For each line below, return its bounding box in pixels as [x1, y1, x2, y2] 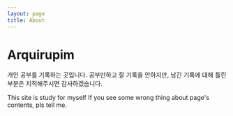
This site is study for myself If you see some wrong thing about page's [7, 94, 210, 102]
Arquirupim [7, 47, 75, 63]
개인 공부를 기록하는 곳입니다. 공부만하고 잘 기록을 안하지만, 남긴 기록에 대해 [7, 71, 214, 79]
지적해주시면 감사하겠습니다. [25, 80, 103, 88]
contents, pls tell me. [7, 101, 68, 109]
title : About [7, 17, 45, 24]
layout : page [7, 10, 45, 17]
